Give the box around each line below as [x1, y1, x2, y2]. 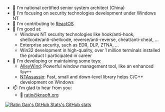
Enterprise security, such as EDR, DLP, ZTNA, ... [19, 42, 119, 47]
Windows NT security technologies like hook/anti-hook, [19, 31, 135, 37]
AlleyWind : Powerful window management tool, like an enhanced [19, 63, 154, 69]
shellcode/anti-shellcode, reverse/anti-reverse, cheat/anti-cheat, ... [19, 36, 159, 42]
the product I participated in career [19, 52, 92, 58]
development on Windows [19, 79, 74, 85]
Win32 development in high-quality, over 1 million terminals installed [19, 47, 160, 53]
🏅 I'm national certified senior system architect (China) [12, 5, 125, 10]
